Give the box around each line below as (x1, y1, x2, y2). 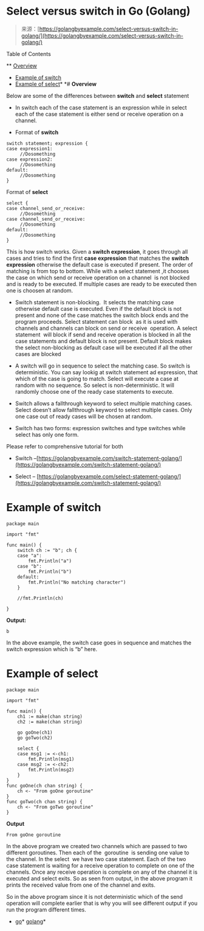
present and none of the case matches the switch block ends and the (15, 312, 189, 319)
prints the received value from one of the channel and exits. (6, 881, 156, 888)
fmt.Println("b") (28, 568, 72, 574)
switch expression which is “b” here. (6, 645, 98, 652)
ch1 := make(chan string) (17, 713, 83, 719)
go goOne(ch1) (17, 729, 53, 736)
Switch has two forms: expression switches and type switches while (15, 424, 186, 431)
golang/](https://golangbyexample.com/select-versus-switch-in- (21, 32, 183, 39)
